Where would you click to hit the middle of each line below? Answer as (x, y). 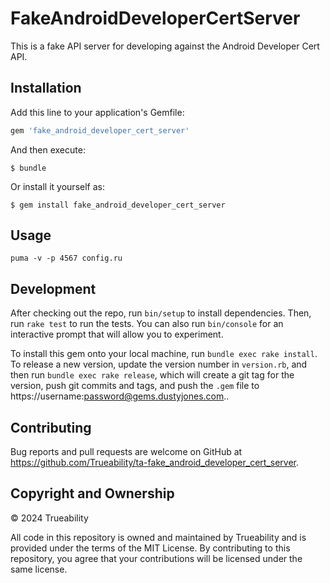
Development (53, 288)
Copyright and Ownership (92, 493)
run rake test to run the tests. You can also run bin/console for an (147, 324)
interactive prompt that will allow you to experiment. (117, 334)
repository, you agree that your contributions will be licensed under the (156, 558)
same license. (39, 569)
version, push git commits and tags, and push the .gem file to (135, 386)
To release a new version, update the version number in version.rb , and (159, 364)
